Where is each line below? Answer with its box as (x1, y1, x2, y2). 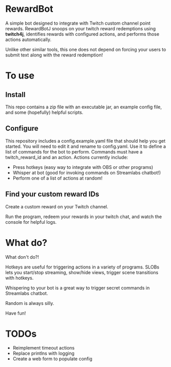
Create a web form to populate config (12, 356, 92, 362)
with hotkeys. (5, 275, 34, 281)
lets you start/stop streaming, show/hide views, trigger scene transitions (5, 269, 159, 275)
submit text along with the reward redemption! (5, 52, 103, 58)
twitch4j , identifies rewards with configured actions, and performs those (5, 31, 160, 37)
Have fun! (5, 310, 26, 316)
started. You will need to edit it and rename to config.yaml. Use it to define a (5, 143, 166, 149)
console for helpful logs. (5, 219, 57, 225)
